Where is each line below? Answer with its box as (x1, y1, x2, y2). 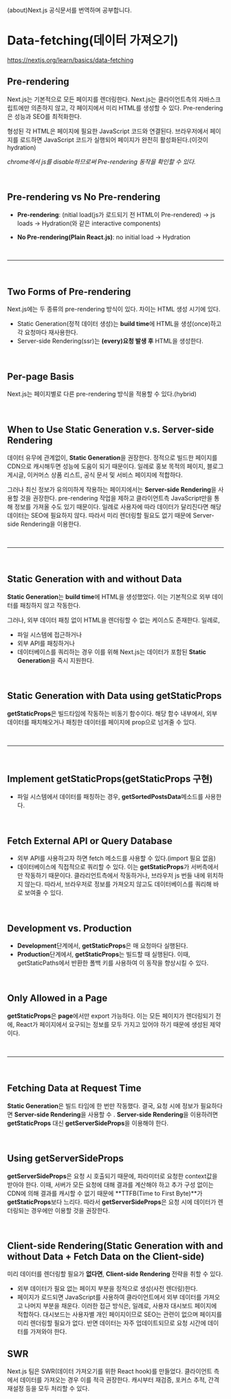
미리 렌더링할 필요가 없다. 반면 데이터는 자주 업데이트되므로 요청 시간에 (16, 1319, 206, 1327)
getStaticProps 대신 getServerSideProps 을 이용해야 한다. (7, 1119, 169, 1127)
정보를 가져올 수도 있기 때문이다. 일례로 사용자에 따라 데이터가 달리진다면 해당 (14, 502, 222, 511)
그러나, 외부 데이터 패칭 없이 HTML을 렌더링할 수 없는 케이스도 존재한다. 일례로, (7, 615, 220, 624)
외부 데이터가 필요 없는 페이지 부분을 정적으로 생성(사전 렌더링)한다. (16, 1285, 198, 1293)
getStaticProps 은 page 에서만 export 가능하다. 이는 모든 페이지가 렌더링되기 (7, 1012, 214, 1020)
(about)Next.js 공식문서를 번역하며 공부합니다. (7, 6, 132, 14)
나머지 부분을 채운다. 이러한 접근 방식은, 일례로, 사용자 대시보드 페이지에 (24, 1302, 217, 1310)
